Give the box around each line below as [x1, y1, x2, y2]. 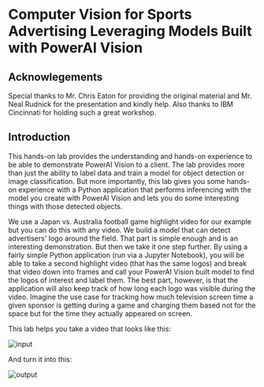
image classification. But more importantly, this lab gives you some [8, 176, 225, 186]
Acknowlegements [8, 70, 103, 83]
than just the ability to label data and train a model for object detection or [8, 168, 245, 178]
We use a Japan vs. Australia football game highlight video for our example [8, 216, 252, 226]
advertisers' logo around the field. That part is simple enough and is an [8, 234, 239, 243]
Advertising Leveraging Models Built [8, 22, 252, 40]
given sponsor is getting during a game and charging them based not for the [8, 300, 256, 310]
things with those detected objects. [8, 201, 123, 211]
